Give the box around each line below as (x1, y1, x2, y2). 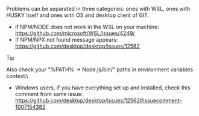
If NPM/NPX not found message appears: (14, 36, 118, 43)
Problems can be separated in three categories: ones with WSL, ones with (6, 5, 191, 12)
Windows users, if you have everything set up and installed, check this (14, 84, 191, 91)
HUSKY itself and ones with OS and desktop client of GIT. (6, 11, 150, 19)
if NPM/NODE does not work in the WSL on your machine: (14, 24, 160, 30)
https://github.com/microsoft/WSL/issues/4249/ (14, 30, 135, 37)
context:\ (6, 72, 28, 79)
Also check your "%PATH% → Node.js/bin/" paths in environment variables (6, 66, 194, 73)
